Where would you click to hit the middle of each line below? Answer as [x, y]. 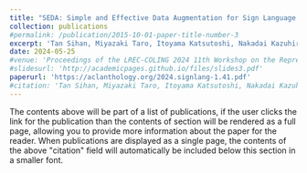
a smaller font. [37, 159]
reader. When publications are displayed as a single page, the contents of [148, 140]
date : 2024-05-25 [42, 52]
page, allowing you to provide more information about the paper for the [143, 131]
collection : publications [58, 26]
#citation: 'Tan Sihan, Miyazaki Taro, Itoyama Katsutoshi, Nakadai [143, 86]
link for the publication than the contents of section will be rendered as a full [153, 121]
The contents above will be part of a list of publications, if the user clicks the [153, 111]
